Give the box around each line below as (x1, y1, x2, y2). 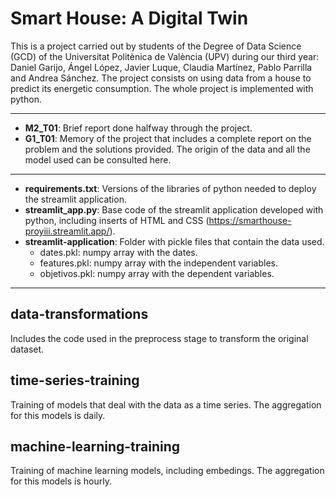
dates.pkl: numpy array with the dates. (39, 246, 198, 258)
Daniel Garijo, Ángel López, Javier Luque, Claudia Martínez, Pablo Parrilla (10, 61, 313, 73)
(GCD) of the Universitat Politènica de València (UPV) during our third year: (10, 50, 320, 62)
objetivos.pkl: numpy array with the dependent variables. (39, 267, 275, 279)
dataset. (10, 343, 45, 355)
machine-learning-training (10, 438, 181, 455)
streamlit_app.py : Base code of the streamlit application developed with (24, 203, 324, 216)
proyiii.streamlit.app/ (24, 225, 110, 237)
